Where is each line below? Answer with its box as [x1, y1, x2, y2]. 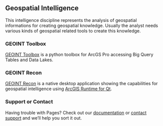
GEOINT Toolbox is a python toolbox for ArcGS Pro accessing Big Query [5, 52, 153, 58]
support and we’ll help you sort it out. [5, 115, 82, 121]
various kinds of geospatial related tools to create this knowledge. [5, 27, 141, 34]
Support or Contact [5, 98, 53, 105]
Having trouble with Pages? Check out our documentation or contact [5, 110, 146, 116]
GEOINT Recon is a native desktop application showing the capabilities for [5, 81, 158, 87]
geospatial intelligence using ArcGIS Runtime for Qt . [5, 86, 112, 92]
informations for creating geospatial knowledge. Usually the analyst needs [5, 22, 158, 28]
